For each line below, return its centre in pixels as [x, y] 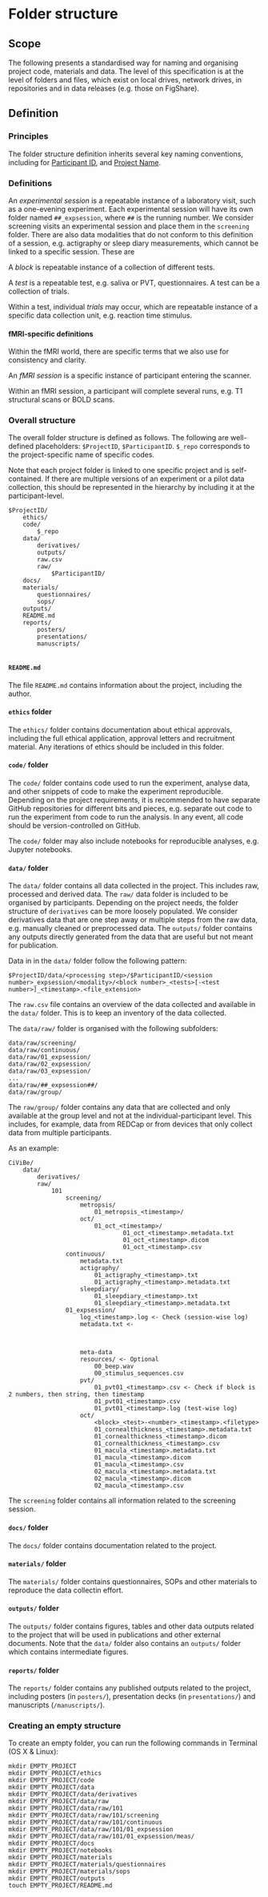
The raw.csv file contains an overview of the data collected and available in [132, 1005]
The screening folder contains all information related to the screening [122, 1501]
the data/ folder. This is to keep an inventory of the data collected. [117, 1013]
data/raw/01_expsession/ [50, 1058]
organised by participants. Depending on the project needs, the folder [123, 903]
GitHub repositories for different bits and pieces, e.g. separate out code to [130, 809]
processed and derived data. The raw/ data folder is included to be [118, 894]
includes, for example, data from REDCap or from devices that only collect [131, 1124]
